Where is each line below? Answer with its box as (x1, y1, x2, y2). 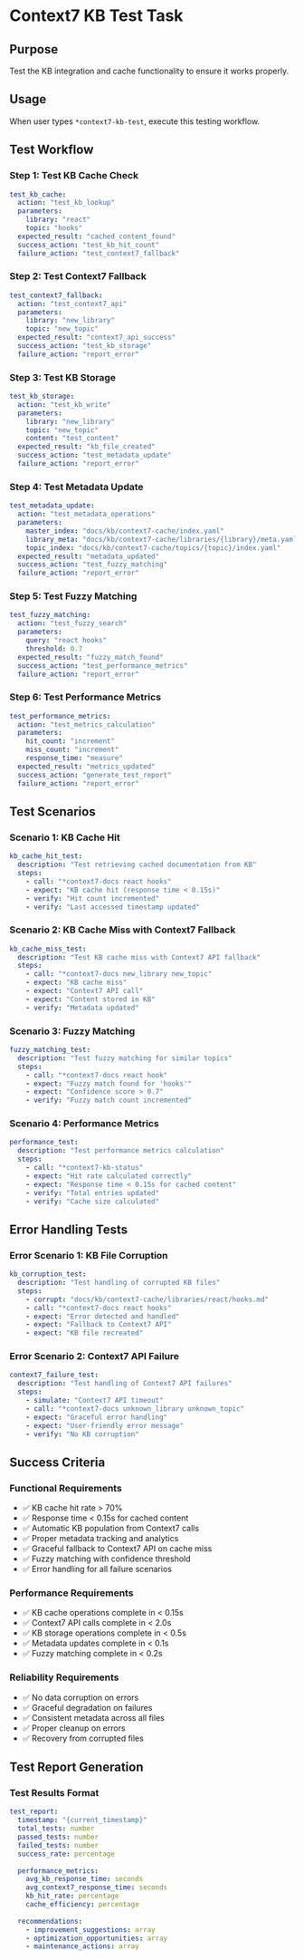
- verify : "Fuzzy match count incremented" (25, 1096, 193, 1106)
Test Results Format (9, 1787, 100, 1800)
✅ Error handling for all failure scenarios (22, 1564, 172, 1575)
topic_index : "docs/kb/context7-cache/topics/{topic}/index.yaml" (25, 543, 281, 553)
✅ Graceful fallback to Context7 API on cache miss (22, 1543, 213, 1554)
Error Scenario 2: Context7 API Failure (9, 1350, 179, 1363)
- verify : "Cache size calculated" (25, 1197, 160, 1206)
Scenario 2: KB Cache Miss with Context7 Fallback (9, 923, 236, 936)
